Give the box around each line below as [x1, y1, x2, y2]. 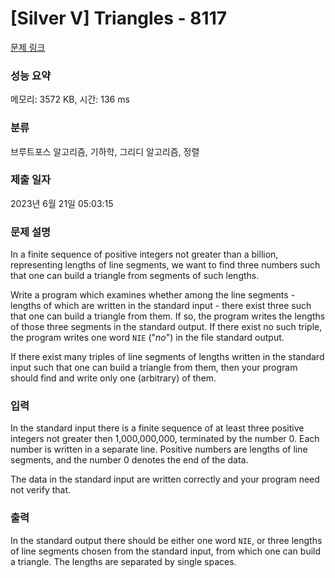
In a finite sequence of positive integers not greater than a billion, [10, 248, 279, 261]
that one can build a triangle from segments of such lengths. [10, 270, 260, 282]
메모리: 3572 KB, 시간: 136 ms [10, 93, 130, 106]
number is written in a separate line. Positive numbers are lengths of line [10, 443, 308, 456]
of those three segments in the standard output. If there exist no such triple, [10, 321, 323, 333]
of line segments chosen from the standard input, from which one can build [10, 545, 322, 557]
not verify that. [10, 484, 72, 496]
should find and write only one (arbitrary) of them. [10, 372, 217, 384]
